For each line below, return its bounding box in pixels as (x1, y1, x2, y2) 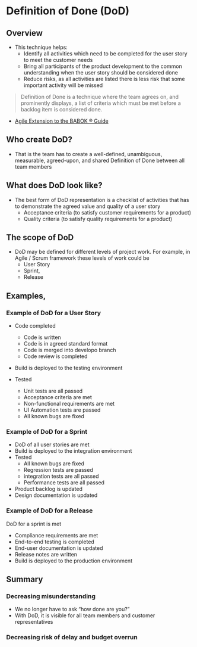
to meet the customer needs (23, 57, 93, 63)
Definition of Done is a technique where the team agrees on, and (20, 94, 179, 100)
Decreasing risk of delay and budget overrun (6, 633, 138, 642)
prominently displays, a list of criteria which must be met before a (20, 99, 181, 107)
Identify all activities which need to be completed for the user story (23, 50, 188, 57)
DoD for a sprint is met (6, 520, 61, 527)
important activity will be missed (23, 82, 103, 89)
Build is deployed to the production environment (14, 557, 132, 564)
